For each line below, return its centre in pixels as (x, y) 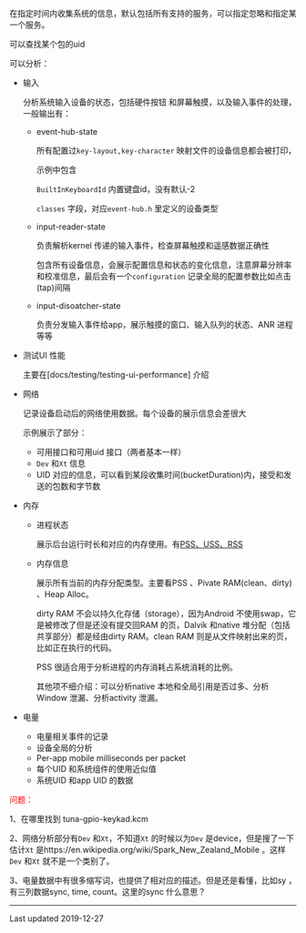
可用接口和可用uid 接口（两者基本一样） (111, 452)
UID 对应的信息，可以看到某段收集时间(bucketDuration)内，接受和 (160, 475)
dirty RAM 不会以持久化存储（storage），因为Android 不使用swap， (162, 614)
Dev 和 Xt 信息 (61, 463)
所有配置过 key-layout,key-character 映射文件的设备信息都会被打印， (166, 150)
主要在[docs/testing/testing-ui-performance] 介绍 (116, 375)
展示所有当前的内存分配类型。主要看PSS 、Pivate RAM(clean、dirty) (164, 583)
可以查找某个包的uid (47, 44)
